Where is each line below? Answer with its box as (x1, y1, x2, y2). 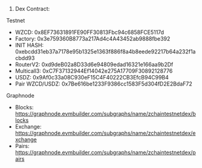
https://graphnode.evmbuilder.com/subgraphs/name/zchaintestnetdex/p (15, 149, 197, 156)
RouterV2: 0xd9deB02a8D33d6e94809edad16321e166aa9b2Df (15, 61, 174, 68)
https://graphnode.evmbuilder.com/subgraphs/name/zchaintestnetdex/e (15, 130, 196, 136)
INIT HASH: (15, 42, 44, 49)
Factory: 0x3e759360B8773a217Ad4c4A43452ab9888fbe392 (15, 35, 171, 42)
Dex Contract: (15, 5, 50, 12)
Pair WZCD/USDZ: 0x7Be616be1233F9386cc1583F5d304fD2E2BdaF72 (15, 80, 192, 87)
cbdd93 (15, 55, 35, 61)
